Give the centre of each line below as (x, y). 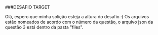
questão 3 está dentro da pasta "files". (44, 27)
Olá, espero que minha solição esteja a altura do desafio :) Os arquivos (77, 17)
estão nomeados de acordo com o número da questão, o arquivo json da (79, 22)
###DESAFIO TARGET (28, 7)
